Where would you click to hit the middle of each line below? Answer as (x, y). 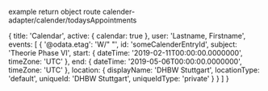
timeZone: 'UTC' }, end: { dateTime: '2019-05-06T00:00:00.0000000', (125, 61)
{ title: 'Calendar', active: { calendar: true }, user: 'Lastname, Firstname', (127, 36)
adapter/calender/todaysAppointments (73, 20)
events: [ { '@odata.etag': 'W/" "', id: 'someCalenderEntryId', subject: (123, 44)
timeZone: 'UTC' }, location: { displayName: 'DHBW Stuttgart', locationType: (134, 70)
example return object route (54, 12)
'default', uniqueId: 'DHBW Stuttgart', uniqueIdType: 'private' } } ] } (119, 79)
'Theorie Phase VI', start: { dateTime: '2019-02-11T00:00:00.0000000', (126, 53)
